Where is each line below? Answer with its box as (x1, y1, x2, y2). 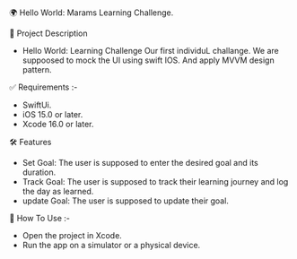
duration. (22, 167, 57, 177)
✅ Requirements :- (9, 82, 78, 92)
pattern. (22, 65, 52, 74)
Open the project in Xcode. (22, 230, 123, 240)
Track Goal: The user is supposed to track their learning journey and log (22, 177, 289, 186)
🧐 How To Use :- (9, 213, 70, 223)
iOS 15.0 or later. (22, 109, 83, 119)
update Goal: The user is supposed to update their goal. (22, 195, 229, 206)
